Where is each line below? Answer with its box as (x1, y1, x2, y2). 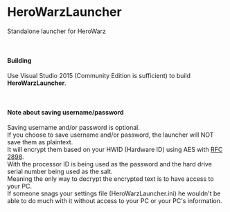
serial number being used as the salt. (7, 167, 113, 176)
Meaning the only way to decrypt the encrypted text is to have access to (7, 175, 214, 183)
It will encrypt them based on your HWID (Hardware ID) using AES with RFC (7, 146, 223, 154)
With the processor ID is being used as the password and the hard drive (7, 160, 213, 168)
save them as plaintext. (7, 138, 73, 146)
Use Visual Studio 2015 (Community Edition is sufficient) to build (7, 72, 191, 80)
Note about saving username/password (7, 108, 124, 116)
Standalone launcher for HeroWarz (7, 27, 106, 35)
